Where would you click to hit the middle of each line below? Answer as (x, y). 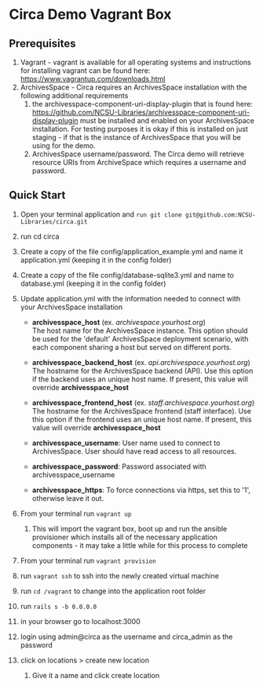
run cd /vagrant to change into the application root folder (113, 591)
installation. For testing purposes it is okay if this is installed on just (140, 129)
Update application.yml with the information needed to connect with (130, 298)
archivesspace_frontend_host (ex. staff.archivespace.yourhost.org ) (143, 403)
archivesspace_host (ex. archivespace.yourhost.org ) (119, 322)
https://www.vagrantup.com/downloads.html (93, 79)
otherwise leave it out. (68, 498)
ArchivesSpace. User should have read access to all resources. (134, 451)
